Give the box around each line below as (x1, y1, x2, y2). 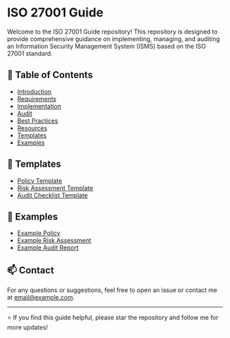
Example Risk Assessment (16, 237, 92, 245)
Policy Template (16, 176, 63, 184)
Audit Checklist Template (16, 191, 88, 200)
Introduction (16, 87, 52, 95)
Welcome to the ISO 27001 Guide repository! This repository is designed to (7, 27, 218, 36)
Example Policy (16, 229, 60, 237)
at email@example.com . (7, 293, 75, 302)
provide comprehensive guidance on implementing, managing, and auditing (7, 34, 220, 43)
